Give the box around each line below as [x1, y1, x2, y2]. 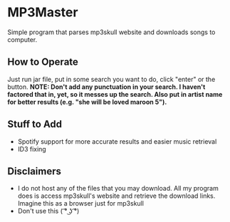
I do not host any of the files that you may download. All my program [17, 184, 219, 193]
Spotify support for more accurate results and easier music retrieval [17, 137, 217, 146]
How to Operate [7, 56, 78, 68]
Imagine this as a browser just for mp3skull [17, 199, 145, 208]
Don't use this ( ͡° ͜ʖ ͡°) [17, 207, 80, 216]
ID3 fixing [17, 144, 46, 153]
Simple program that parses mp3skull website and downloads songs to [7, 28, 216, 36]
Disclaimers [7, 165, 62, 177]
